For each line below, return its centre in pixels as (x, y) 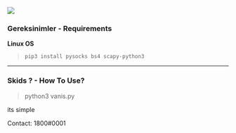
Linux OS (21, 44)
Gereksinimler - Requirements (60, 28)
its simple (21, 109)
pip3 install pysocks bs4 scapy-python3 (84, 57)
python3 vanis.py (50, 96)
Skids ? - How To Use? (46, 80)
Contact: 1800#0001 (37, 123)
